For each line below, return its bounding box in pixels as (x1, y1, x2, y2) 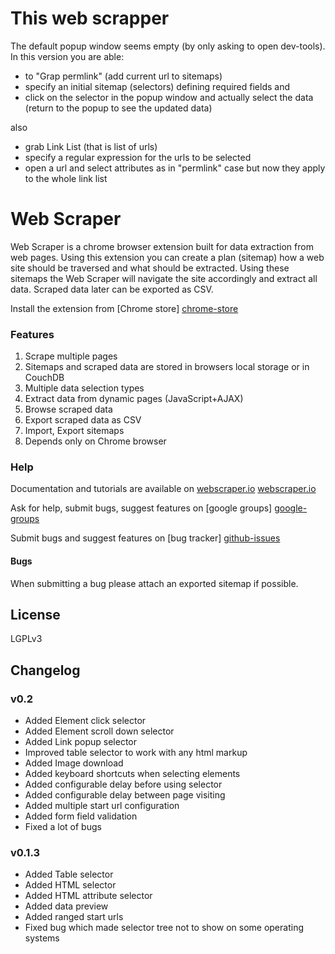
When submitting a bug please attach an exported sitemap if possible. (10, 577, 299, 589)
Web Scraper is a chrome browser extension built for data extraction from (10, 240, 314, 252)
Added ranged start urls (24, 911, 124, 923)
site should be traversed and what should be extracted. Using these (10, 262, 290, 274)
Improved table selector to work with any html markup (24, 747, 248, 759)
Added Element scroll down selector (24, 725, 175, 737)
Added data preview (24, 900, 109, 912)
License (10, 607, 61, 624)
